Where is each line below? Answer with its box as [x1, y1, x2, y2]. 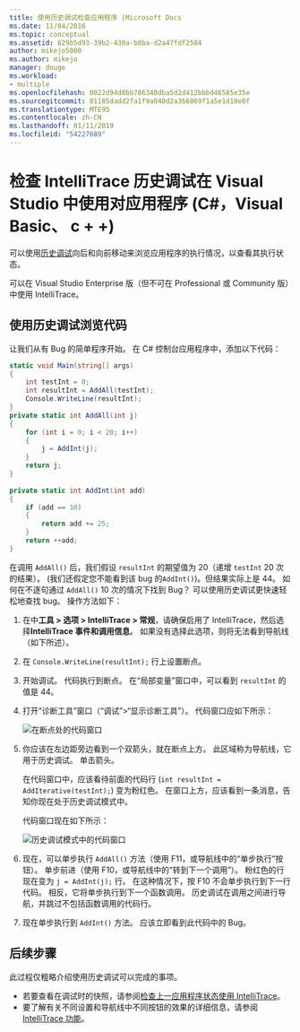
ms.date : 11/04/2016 [9, 22, 87, 30]
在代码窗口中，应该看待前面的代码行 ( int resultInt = [21, 773, 222, 785]
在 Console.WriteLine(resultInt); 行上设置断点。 [21, 655, 207, 666]
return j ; [25, 461, 63, 471]
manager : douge [9, 64, 66, 73]
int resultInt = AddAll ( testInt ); [25, 386, 154, 395]
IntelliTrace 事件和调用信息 [30, 625, 131, 637]
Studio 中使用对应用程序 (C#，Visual [9, 194, 284, 214]
